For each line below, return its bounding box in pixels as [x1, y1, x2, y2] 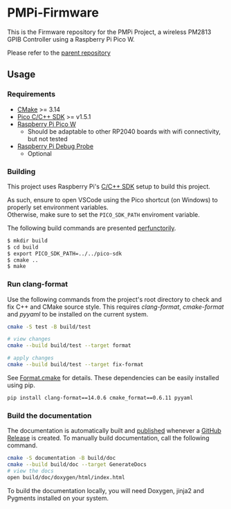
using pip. [7, 381, 36, 389]
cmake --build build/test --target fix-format [7, 361, 144, 368]
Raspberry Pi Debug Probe [17, 142, 94, 150]
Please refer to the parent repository [7, 48, 111, 57]
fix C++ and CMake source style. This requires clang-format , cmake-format [7, 303, 224, 311]
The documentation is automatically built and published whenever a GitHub [7, 427, 221, 435]
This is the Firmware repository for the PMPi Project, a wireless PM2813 [7, 28, 212, 36]
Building [7, 166, 36, 176]
